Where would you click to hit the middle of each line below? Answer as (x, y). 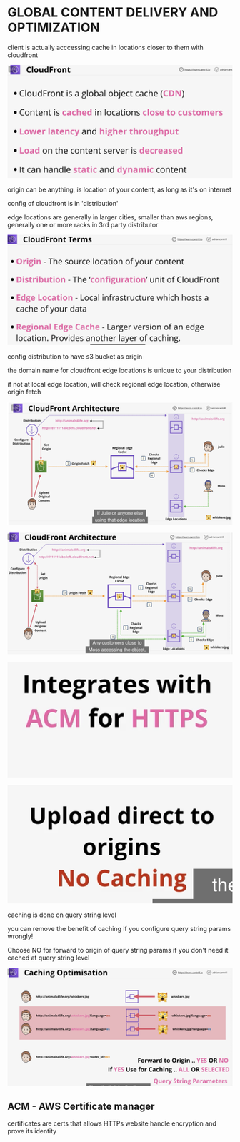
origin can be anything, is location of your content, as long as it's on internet (120, 189)
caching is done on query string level (62, 915)
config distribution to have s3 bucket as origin (75, 356)
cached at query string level (49, 958)
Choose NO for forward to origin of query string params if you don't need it (118, 950)
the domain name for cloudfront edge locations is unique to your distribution (120, 370)
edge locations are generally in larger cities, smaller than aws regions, (110, 217)
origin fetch (24, 392)
